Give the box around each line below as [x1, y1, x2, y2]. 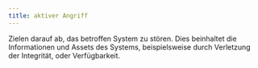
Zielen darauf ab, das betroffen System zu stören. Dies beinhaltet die [8, 34, 237, 43]
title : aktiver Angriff [8, 11, 89, 20]
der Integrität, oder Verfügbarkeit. [8, 50, 121, 60]
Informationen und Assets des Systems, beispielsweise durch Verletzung [8, 42, 252, 52]
